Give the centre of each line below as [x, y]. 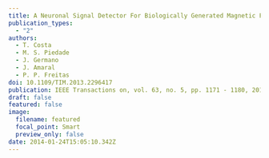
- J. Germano [37, 61]
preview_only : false [50, 134]
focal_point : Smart [48, 127]
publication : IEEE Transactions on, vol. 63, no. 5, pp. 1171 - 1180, [128, 90]
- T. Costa [34, 45]
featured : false [35, 105]
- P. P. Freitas [42, 75]
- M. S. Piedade [42, 53]
